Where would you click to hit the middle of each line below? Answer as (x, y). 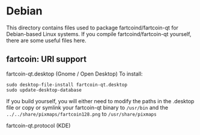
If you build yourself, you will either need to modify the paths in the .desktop (100, 101)
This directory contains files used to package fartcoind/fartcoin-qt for (92, 28)
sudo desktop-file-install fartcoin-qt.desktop (67, 85)
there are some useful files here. (47, 40)
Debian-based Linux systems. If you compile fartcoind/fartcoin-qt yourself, (99, 34)
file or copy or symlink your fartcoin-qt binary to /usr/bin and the (87, 107)
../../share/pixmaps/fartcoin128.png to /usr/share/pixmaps (82, 114)
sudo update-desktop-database (44, 90)
